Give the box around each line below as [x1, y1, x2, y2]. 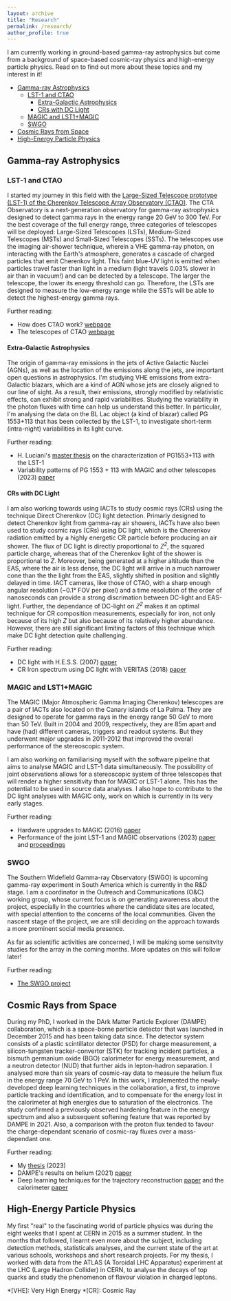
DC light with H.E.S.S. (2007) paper [16, 657, 118, 666]
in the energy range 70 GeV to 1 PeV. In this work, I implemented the [7, 1076, 199, 1085]
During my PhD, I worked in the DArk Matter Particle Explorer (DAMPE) [7, 1018, 207, 1026]
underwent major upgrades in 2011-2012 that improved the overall [7, 735, 194, 743]
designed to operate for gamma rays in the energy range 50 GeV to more [7, 713, 214, 721]
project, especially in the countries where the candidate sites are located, [7, 903, 215, 911]
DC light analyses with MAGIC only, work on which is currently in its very [7, 792, 213, 800]
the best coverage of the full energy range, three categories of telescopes [7, 220, 217, 228]
